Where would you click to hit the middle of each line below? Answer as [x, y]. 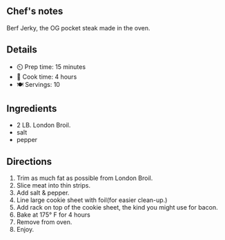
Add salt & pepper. [43, 193]
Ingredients [32, 109]
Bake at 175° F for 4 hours [53, 215]
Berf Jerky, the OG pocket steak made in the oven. [78, 28]
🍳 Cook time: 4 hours [47, 77]
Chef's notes [35, 11]
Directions [29, 161]
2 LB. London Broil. [43, 125]
